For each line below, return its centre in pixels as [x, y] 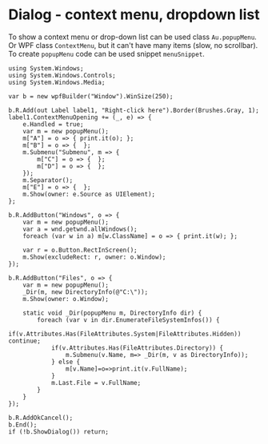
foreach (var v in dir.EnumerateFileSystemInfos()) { [128, 320]
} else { [66, 362]
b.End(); [23, 425]
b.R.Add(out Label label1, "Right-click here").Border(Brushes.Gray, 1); [134, 110]
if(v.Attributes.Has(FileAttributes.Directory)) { [137, 348]
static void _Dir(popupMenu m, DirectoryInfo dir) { [112, 313]
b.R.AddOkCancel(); [41, 418]
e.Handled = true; [53, 124]
